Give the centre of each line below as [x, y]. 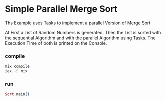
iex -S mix [16, 71]
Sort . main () [17, 94]
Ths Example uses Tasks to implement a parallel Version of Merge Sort [78, 23]
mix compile [17, 67]
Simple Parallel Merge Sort [61, 9]
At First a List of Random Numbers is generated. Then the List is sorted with [83, 32]
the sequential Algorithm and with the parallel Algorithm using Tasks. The [80, 38]
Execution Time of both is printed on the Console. [56, 43]
